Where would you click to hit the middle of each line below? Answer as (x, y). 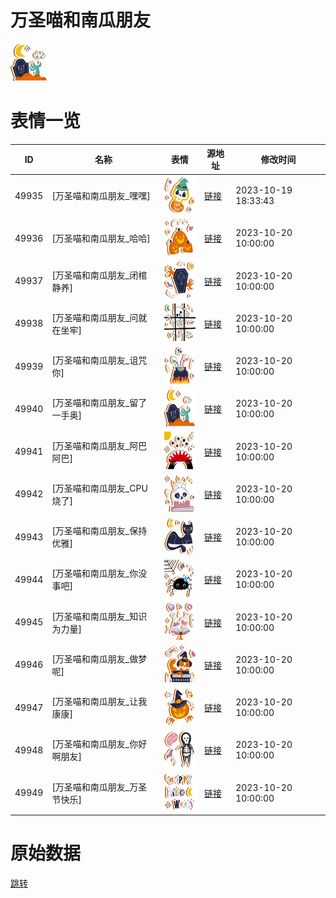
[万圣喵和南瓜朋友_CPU (99, 488)
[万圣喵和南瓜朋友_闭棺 (99, 275)
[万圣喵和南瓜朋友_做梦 (99, 658)
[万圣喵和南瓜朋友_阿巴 (99, 445)
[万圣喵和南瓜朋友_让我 (99, 702)
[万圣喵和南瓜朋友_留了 (99, 403)
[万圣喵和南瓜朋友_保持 (99, 531)
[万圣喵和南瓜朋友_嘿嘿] (101, 196)
